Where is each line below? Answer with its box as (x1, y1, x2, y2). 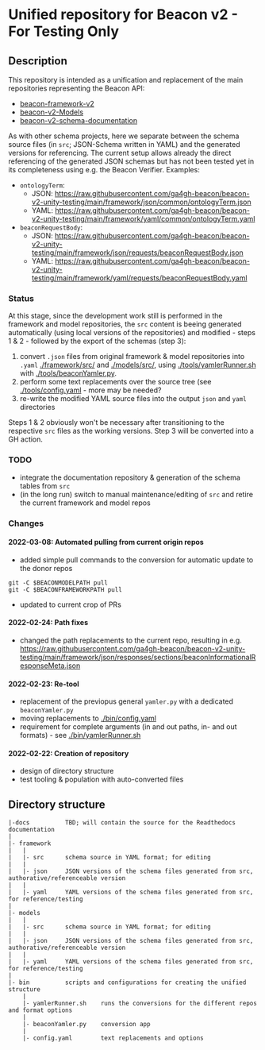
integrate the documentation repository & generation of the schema (19, 473, 240, 482)
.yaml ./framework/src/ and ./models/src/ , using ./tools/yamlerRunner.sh (19, 360, 256, 370)
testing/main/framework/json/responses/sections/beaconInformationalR (19, 652, 256, 662)
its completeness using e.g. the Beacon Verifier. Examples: (8, 165, 200, 174)
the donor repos (19, 563, 73, 573)
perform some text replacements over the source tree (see (19, 377, 212, 387)
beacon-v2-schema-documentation (19, 116, 137, 125)
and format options (8, 1006, 73, 1014)
